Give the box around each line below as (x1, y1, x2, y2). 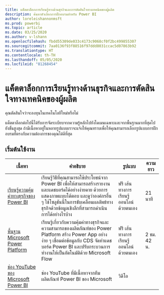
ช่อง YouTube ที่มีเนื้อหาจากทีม (41, 270, 101, 276)
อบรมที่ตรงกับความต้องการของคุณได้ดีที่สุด (5, 131, 72, 137)
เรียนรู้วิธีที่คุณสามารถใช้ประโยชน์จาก (41, 174, 108, 181)
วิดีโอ (118, 272, 128, 279)
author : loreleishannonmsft (5, 16, 62, 21)
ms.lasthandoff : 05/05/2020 (5, 57, 62, 62)
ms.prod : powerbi (5, 21, 41, 26)
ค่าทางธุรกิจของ (7, 192, 35, 199)
